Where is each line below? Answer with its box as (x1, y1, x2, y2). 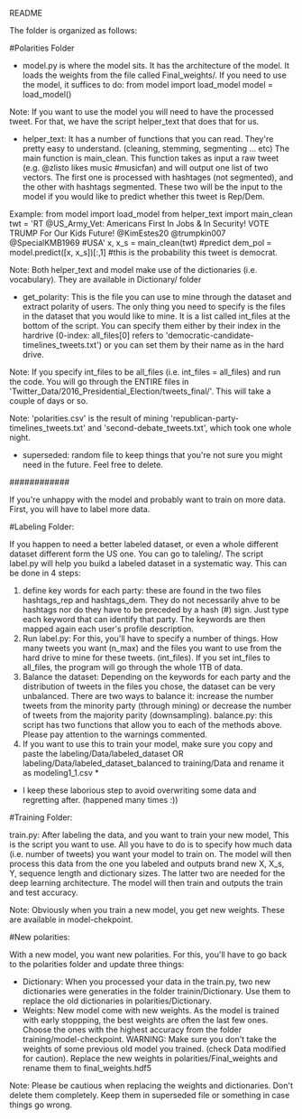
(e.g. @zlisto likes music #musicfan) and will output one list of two (22, 163, 269, 173)
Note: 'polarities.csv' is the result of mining (9, 413, 169, 424)
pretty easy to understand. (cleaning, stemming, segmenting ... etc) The (22, 144, 290, 154)
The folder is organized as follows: (9, 25, 138, 35)
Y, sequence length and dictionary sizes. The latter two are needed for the (9, 868, 286, 879)
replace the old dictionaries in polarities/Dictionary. (22, 995, 212, 1006)
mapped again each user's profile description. (22, 623, 194, 634)
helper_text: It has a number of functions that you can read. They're (22, 134, 274, 144)
